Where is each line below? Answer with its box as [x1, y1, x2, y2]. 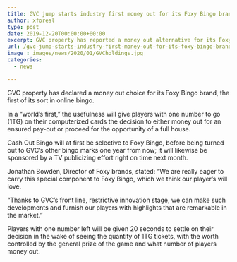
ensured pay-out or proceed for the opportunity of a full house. [7, 124, 191, 133]
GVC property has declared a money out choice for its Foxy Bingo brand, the [7, 88, 230, 97]
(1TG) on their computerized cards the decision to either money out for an [7, 117, 221, 126]
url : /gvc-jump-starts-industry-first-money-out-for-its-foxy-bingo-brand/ [7, 43, 235, 50]
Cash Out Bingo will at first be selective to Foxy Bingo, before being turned [7, 138, 224, 147]
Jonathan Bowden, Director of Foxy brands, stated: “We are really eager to [7, 167, 224, 175]
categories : [7, 56, 42, 64]
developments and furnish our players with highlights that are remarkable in [7, 203, 227, 212]
